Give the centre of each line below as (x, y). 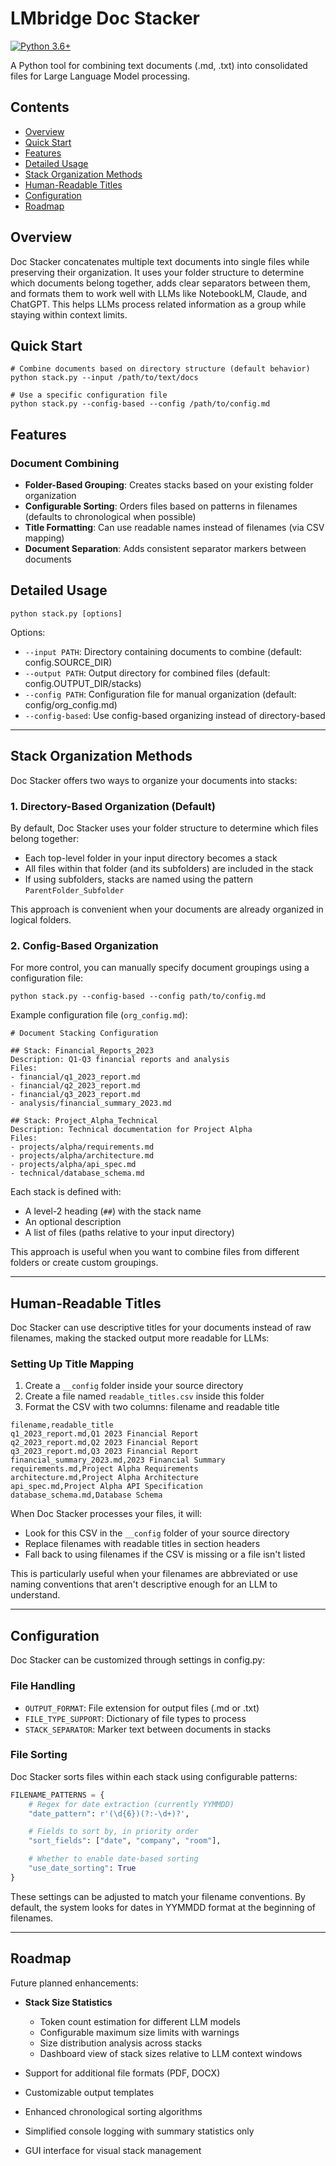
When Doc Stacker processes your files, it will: (106, 1514)
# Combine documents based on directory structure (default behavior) (160, 369)
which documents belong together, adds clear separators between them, (160, 283)
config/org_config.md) (71, 704)
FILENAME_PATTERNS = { (57, 1795)
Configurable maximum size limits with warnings (139, 2032)
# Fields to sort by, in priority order (113, 1832)
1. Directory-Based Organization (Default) (113, 806)
